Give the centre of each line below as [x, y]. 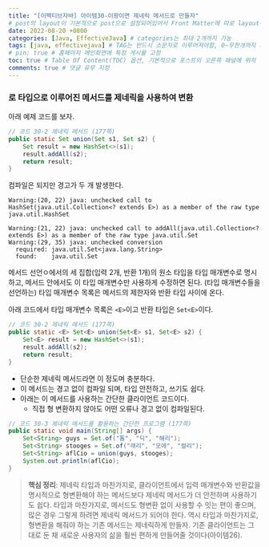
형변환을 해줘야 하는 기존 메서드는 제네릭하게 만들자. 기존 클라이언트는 [137, 525]
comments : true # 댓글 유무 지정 [59, 68]
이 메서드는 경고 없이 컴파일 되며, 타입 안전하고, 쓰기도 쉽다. [112, 388]
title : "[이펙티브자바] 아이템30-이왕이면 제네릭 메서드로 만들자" [104, 16]
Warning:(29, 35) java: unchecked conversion [85, 243]
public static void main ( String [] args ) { [80, 431]
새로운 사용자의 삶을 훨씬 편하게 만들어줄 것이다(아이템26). [151, 535]
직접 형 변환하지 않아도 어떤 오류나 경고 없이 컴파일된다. [118, 408]
